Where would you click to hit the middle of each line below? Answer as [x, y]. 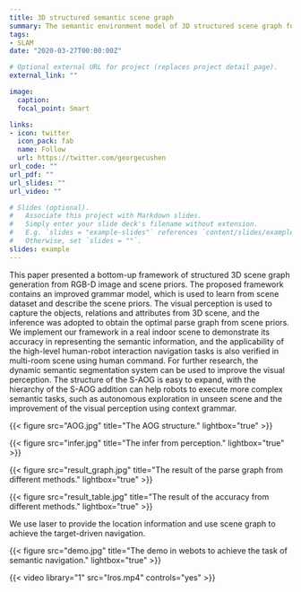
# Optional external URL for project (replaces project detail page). [144, 67]
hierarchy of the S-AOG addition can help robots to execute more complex [146, 389]
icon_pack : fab [46, 141]
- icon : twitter [39, 133]
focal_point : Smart [54, 109]
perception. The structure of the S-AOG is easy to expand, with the [133, 379]
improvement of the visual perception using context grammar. [123, 408]
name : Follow [42, 150]
